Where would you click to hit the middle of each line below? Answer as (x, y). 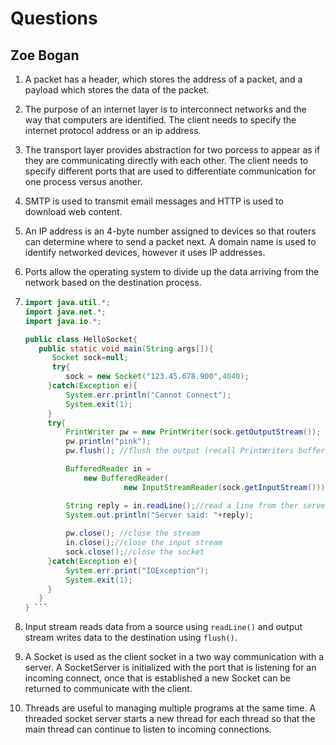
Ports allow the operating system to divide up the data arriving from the (172, 271)
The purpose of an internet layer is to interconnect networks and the (165, 109)
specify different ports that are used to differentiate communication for (170, 171)
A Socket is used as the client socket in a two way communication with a (174, 657)
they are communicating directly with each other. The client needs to (166, 160)
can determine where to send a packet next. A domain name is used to (170, 241)
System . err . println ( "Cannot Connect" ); (148, 395)
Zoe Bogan (45, 55)
